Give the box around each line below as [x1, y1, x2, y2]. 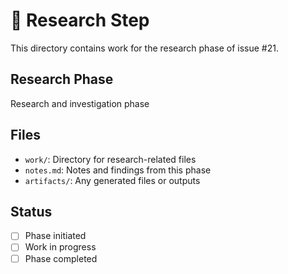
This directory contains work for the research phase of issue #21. [10, 42, 279, 54]
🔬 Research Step [10, 9, 150, 32]
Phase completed [24, 252, 98, 264]
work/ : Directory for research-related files [24, 153, 197, 165]
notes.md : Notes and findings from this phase [24, 164, 212, 176]
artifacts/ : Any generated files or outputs [24, 174, 201, 186]
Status [10, 203, 53, 220]
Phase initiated [24, 230, 87, 242]
